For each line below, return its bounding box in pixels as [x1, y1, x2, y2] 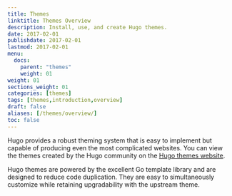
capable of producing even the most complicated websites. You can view [7, 143, 223, 152]
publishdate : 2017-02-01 [7, 37, 81, 44]
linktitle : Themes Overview [7, 17, 91, 24]
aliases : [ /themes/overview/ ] [7, 110, 98, 117]
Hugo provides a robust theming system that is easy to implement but [7, 136, 213, 145]
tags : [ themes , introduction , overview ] [7, 97, 123, 104]
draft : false [7, 103, 46, 110]
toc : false [7, 116, 40, 123]
